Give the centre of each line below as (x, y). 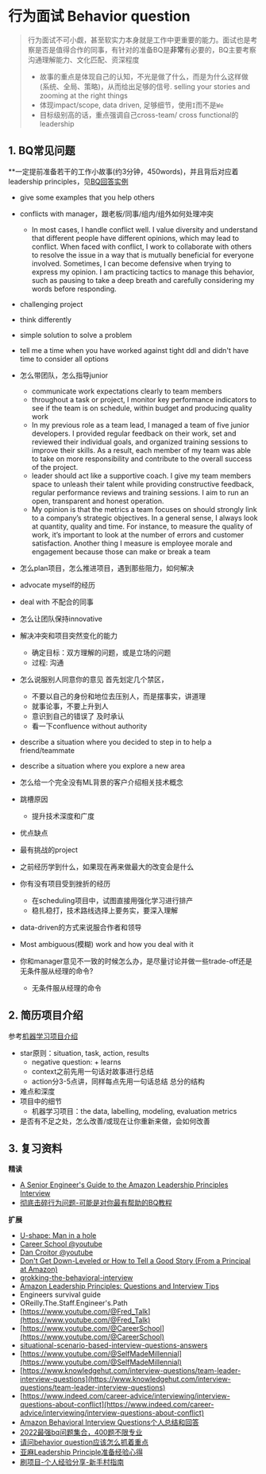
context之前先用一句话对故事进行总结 (93, 1071)
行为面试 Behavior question (99, 16)
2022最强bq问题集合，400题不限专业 (81, 1433)
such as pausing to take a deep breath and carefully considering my (143, 280)
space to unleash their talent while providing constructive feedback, (143, 484)
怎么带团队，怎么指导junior (64, 375)
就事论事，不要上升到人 (70, 706)
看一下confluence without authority (89, 726)
